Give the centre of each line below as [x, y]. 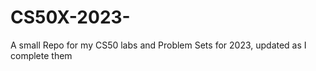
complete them [41, 55]
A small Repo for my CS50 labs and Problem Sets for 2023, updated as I [158, 45]
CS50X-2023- [70, 17]
